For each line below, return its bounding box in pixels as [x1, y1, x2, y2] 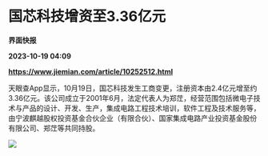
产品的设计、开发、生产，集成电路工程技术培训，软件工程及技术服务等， [22, 103, 261, 113]
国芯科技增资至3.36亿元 [8, 7, 166, 26]
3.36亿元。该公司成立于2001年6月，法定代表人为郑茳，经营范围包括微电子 [8, 93, 254, 102]
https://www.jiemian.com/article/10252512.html [8, 66, 174, 76]
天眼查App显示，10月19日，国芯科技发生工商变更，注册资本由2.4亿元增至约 [8, 83, 258, 93]
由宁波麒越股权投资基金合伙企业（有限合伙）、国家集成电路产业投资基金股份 [8, 113, 258, 122]
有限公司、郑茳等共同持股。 [8, 123, 100, 133]
